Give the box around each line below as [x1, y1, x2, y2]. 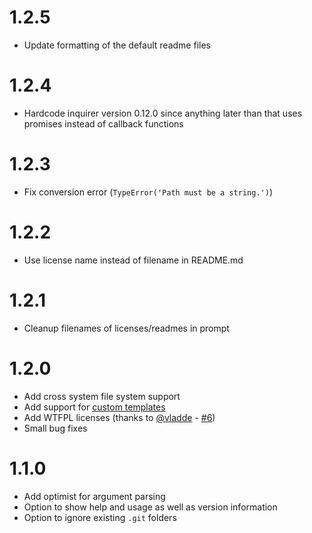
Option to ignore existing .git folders [23, 511, 177, 523]
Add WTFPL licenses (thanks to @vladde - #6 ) [23, 411, 216, 423]
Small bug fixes [23, 422, 88, 434]
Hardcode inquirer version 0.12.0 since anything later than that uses [23, 107, 303, 119]
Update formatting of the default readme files [23, 39, 211, 51]
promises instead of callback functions [23, 117, 184, 130]
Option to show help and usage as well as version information [23, 501, 278, 513]
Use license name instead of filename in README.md [23, 254, 244, 266]
